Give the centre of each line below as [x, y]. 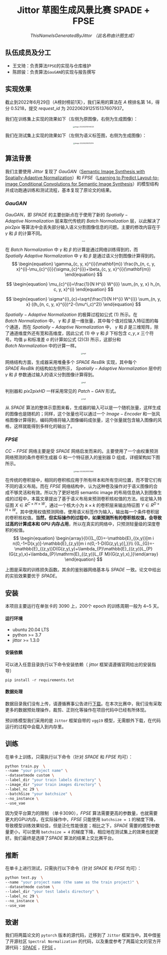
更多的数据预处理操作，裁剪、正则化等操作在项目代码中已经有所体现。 [77, 710]
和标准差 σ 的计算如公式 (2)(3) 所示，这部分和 [74, 339]
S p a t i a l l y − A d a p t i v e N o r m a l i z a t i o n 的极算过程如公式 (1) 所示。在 [71, 315]
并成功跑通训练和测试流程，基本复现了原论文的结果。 [60, 190]
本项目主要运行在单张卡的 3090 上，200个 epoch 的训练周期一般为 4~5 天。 [83, 606]
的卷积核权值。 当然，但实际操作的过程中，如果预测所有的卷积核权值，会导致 [83, 518]
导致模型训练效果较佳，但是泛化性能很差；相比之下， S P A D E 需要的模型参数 [83, 826]
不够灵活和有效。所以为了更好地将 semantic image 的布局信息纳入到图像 [83, 493]
